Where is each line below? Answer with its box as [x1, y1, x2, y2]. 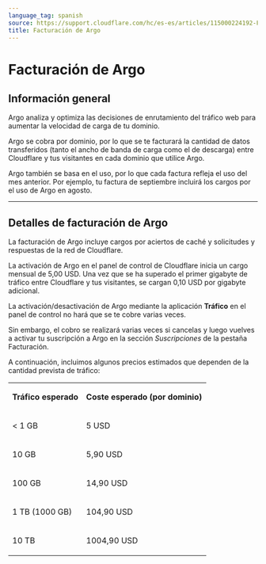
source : [8, 19, 34, 27]
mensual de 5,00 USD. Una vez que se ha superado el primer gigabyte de [8, 269, 248, 279]
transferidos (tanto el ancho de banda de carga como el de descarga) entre [8, 145, 255, 154]
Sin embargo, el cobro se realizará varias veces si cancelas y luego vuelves [8, 326, 255, 335]
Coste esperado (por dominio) [85, 391, 203, 402]
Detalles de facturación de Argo [8, 215, 169, 230]
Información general [8, 92, 111, 105]
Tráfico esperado [12, 391, 79, 402]
